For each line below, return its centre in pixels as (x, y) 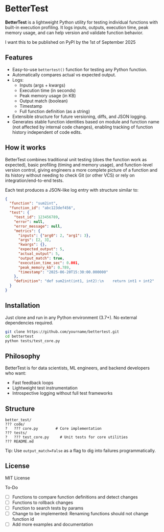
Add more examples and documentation (53, 525)
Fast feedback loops (33, 383)
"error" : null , (29, 222)
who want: (16, 373)
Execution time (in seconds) (47, 90)
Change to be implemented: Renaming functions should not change (80, 514)
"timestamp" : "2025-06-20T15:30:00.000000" (63, 272)
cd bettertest (20, 336)
